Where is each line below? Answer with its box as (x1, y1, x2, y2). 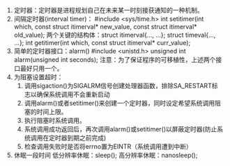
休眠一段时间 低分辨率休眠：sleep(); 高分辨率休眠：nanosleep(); (13, 151, 198, 159)
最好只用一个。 (20, 65, 63, 72)
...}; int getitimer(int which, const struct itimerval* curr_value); (13, 39, 191, 47)
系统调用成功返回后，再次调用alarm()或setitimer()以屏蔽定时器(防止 (24, 125, 217, 133)
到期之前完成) (67, 134, 107, 142)
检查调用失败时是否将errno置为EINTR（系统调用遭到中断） (24, 142, 193, 151)
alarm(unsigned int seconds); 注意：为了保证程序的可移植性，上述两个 (13, 56, 216, 64)
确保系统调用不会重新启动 (36, 90, 110, 99)
